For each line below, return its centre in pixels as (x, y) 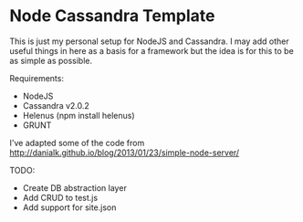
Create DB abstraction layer (75, 187)
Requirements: (37, 78)
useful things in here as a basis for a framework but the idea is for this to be (151, 50)
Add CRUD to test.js (60, 197)
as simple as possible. (51, 60)
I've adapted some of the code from (77, 143)
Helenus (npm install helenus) (78, 115)
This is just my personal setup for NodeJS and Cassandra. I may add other (149, 41)
